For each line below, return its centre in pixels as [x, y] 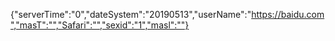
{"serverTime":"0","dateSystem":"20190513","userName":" [131, 14]
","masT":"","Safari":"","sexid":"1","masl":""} [100, 25]
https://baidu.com [288, 14]
